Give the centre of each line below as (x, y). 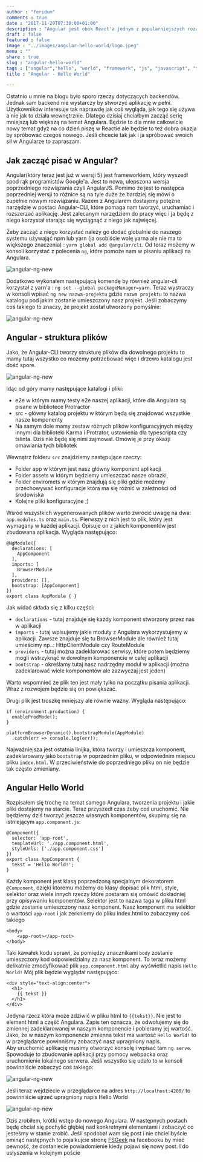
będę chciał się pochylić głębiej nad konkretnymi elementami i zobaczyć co (100, 1127)
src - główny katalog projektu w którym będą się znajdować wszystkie (102, 413)
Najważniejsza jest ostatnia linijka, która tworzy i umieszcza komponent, (96, 749)
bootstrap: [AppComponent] (46, 585)
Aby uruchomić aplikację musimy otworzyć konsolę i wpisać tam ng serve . (99, 1047)
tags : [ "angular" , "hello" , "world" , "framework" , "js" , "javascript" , (98, 68)
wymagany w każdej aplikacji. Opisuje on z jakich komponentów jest (91, 525)
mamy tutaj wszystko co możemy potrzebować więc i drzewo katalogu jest (99, 359)
